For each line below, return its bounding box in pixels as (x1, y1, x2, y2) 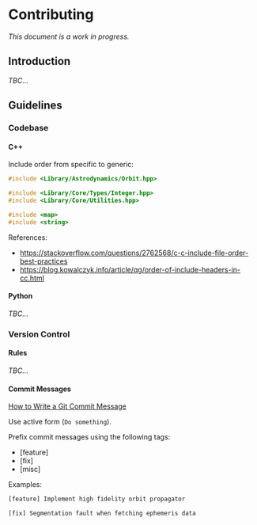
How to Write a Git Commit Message (8, 401, 127, 411)
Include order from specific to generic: (8, 160, 134, 169)
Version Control (8, 329, 70, 340)
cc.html (19, 273, 45, 283)
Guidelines (8, 99, 62, 112)
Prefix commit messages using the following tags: (8, 432, 171, 442)
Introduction (8, 55, 71, 68)
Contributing (8, 6, 94, 24)
